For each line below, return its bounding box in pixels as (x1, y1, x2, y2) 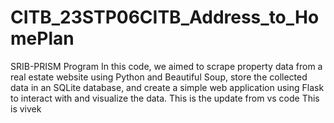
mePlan (10, 27, 75, 50)
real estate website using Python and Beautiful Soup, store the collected (10, 71, 308, 83)
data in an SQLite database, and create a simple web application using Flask (10, 81, 325, 93)
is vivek (10, 102, 42, 115)
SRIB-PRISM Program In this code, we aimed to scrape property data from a (10, 60, 323, 72)
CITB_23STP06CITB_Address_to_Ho (10, 6, 320, 29)
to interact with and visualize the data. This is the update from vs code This (10, 92, 320, 104)
